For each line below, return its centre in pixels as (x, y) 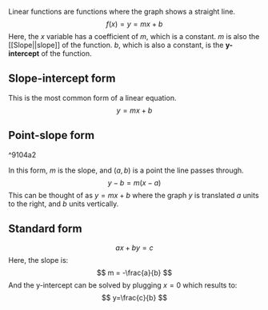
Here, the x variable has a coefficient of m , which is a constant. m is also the (134, 36)
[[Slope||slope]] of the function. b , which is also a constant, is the (116, 45)
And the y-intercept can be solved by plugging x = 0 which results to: (123, 285)
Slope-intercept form (62, 79)
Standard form (45, 229)
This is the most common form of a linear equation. (92, 97)
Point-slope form (51, 135)
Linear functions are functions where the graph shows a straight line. (122, 12)
